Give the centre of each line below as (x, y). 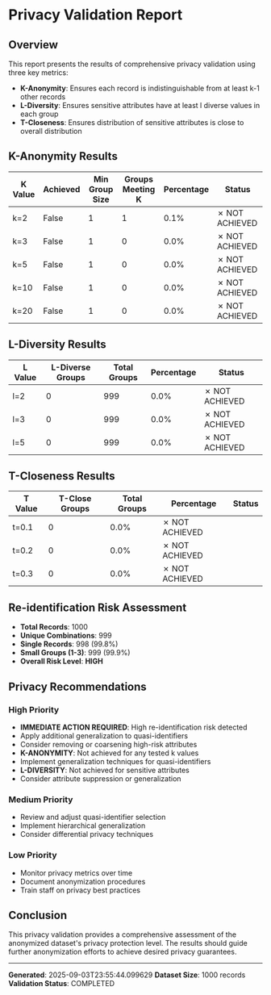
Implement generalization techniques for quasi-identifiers (115, 761)
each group (39, 114)
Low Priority (33, 855)
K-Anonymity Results (63, 156)
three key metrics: (38, 73)
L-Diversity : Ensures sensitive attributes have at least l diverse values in (140, 105)
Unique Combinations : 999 (66, 636)
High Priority (34, 709)
